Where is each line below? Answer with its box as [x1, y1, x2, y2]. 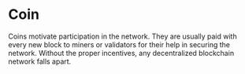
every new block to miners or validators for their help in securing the [8, 39, 231, 49]
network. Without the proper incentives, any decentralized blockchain [8, 48, 235, 57]
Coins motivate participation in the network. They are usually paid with [8, 31, 238, 41]
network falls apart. [8, 57, 72, 66]
